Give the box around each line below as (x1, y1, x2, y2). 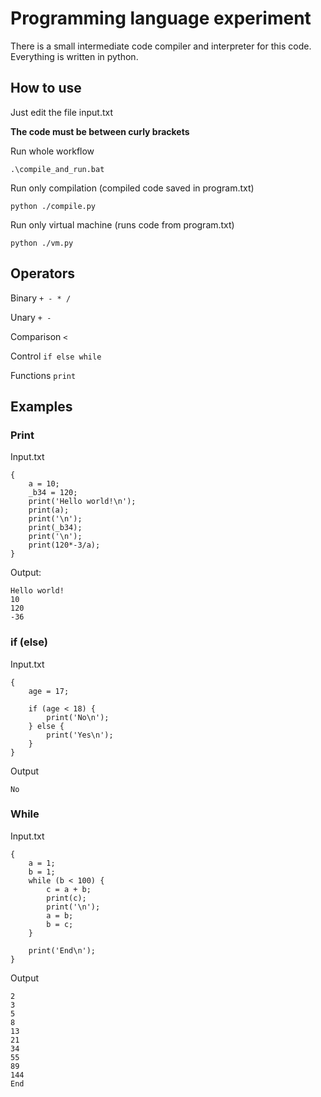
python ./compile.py (10, 201, 97, 211)
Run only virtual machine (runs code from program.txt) (10, 218, 235, 231)
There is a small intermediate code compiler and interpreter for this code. (10, 40, 312, 52)
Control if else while (10, 350, 102, 362)
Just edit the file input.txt (10, 106, 114, 118)
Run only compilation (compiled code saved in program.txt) (10, 182, 255, 194)
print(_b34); (28, 523, 83, 533)
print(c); (46, 893, 87, 903)
